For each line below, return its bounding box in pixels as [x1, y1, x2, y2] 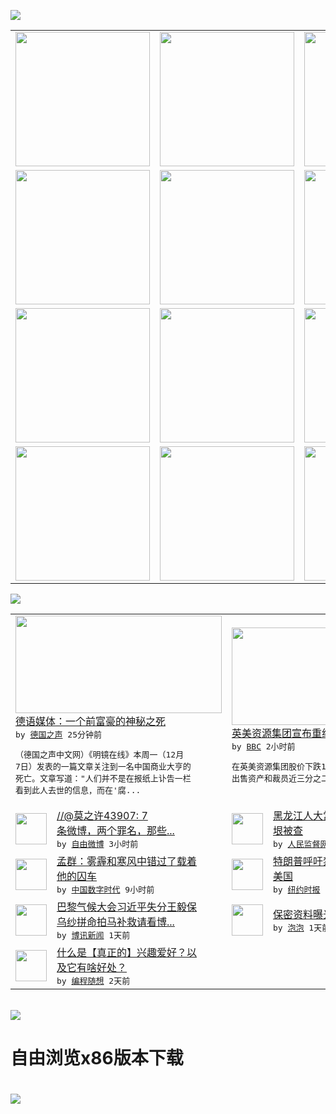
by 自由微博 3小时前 [56, 839, 139, 849]
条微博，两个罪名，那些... [56, 824, 175, 837]
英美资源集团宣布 [231, 726, 313, 740]
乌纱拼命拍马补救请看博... [56, 915, 175, 929]
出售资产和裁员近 [231, 773, 298, 784]
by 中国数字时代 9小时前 [56, 885, 155, 895]
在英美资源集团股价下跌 [231, 761, 322, 772]
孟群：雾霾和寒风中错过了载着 [56, 855, 198, 868]
